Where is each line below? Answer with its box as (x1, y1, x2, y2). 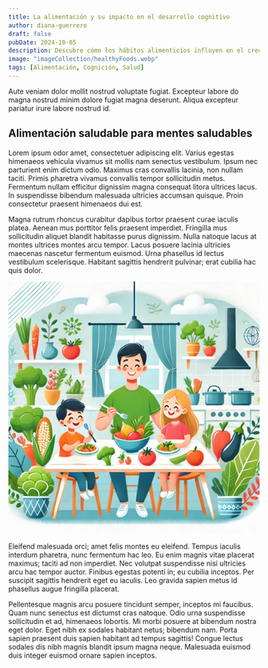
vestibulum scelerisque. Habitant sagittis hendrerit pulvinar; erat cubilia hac (8, 257, 257, 266)
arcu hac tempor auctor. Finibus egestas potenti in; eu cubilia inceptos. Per (8, 566, 254, 576)
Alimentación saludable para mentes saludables (8, 126, 253, 140)
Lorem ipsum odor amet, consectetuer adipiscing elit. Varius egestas (8, 148, 235, 158)
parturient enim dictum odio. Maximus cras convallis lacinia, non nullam (8, 165, 243, 174)
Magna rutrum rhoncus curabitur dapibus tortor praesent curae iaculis (8, 214, 238, 224)
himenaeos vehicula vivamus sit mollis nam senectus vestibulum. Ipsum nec (8, 156, 258, 166)
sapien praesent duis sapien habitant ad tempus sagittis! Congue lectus (8, 633, 243, 643)
